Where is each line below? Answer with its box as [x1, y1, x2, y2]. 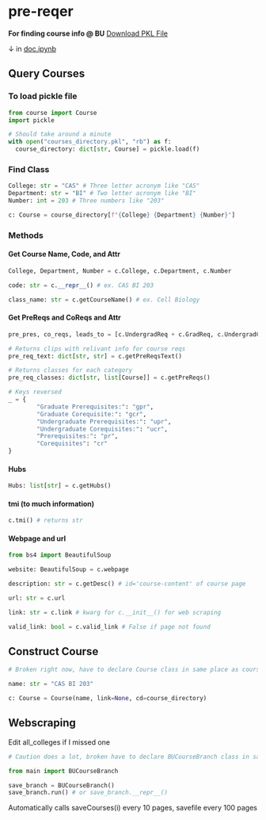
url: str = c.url [8, 594, 66, 602]
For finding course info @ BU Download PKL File [8, 29, 169, 38]
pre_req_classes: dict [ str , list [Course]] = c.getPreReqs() [8, 374, 211, 382]
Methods [8, 229, 44, 240]
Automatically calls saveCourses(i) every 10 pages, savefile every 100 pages [8, 803, 257, 813]
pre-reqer [8, 2, 74, 21]
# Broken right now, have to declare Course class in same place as [8, 665, 239, 674]
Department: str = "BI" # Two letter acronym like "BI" [8, 190, 196, 197]
